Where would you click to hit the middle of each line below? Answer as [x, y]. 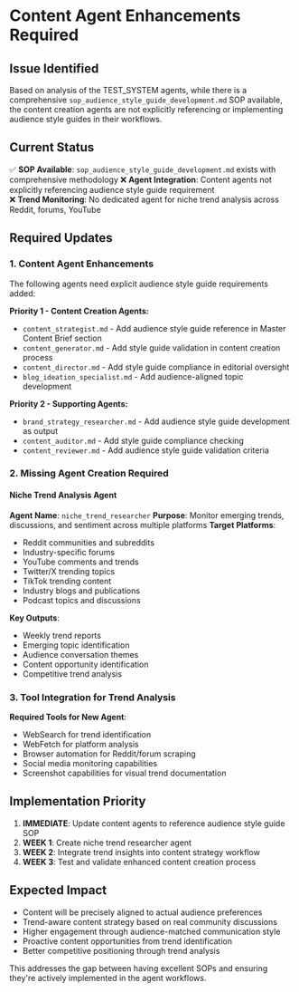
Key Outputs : [35, 618]
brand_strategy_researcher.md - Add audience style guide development [156, 421]
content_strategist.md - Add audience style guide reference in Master [154, 328]
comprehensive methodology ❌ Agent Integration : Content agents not [141, 179]
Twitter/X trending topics [69, 571]
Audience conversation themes [80, 654]
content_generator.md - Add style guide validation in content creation [151, 347]
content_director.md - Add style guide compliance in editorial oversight [156, 367]
